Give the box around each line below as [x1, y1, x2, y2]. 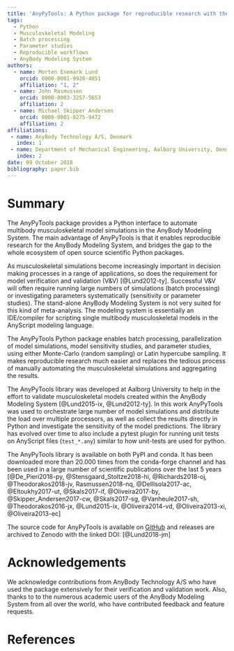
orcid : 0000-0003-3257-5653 [19, 95, 101, 102]
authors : [7, 62, 33, 69]
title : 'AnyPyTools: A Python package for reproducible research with [7, 10, 217, 17]
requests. [7, 607, 35, 615]
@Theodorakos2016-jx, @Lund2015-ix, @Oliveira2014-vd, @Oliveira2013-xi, [7, 502, 227, 510]
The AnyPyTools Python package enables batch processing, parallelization [7, 334, 221, 343]
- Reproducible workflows [13, 49, 89, 56]
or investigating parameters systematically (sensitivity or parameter [7, 291, 201, 299]
